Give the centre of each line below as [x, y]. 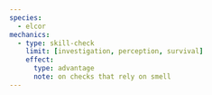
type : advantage [64, 69]
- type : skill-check [56, 43]
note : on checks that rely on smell [102, 77]
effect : [40, 60]
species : [26, 18]
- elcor [32, 26]
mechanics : [30, 34]
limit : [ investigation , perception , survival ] [115, 52]
